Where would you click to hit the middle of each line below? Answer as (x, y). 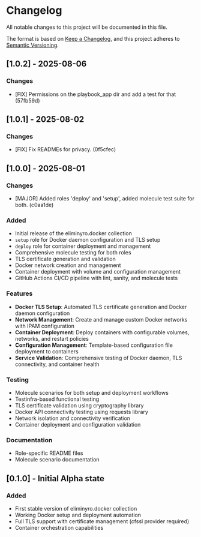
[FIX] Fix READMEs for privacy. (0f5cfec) (65, 149)
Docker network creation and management (68, 265)
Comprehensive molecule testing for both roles (73, 253)
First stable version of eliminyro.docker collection (76, 508)
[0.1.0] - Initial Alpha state (55, 478)
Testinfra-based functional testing (57, 399)
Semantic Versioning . (32, 45)
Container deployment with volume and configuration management (98, 272)
